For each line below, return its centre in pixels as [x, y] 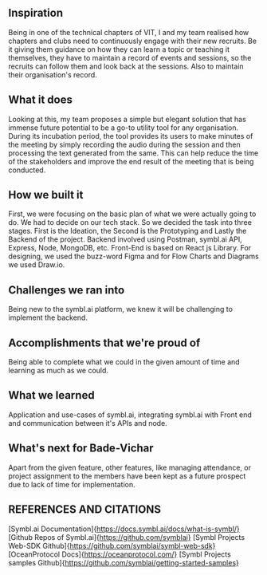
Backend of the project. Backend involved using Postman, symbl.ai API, [125, 239]
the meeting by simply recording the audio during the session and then [124, 144]
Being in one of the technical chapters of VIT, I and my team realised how [129, 32]
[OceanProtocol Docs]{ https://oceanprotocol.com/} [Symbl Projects [120, 554]
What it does [41, 100]
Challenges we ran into [67, 290]
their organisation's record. [53, 74]
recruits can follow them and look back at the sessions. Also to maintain [126, 66]
